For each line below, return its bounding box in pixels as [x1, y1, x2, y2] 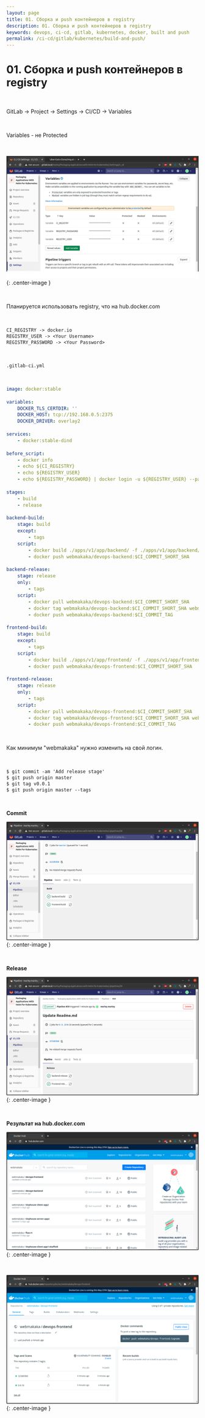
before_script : [6, 450, 45, 457]
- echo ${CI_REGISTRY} [17, 463, 75, 470]
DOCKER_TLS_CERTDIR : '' [17, 405, 78, 412]
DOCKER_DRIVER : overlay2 [17, 418, 81, 424]
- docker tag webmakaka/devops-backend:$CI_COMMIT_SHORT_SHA [28, 605, 187, 611]
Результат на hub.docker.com [6, 1120, 85, 1127]
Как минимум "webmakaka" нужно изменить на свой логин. [6, 744, 164, 751]
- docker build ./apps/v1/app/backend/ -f [28, 547, 138, 553]
